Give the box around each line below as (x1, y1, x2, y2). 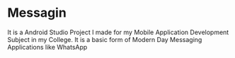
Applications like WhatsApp (7, 43, 88, 51)
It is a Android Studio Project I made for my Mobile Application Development (7, 28, 229, 36)
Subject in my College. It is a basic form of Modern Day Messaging (7, 35, 202, 43)
